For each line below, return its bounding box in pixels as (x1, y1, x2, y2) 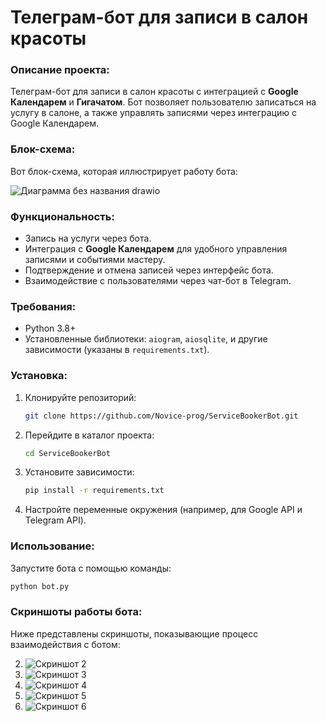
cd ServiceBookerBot (24, 448, 111, 458)
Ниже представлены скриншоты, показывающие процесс (10, 627, 259, 640)
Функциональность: (10, 209, 115, 223)
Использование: (10, 539, 95, 553)
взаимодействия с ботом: (10, 638, 121, 650)
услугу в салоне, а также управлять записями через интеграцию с (10, 107, 297, 119)
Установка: (10, 369, 68, 383)
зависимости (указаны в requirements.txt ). (24, 344, 210, 356)
